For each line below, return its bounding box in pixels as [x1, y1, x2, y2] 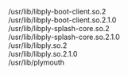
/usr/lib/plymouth [8, 57, 65, 67]
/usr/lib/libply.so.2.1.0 [8, 49, 78, 58]
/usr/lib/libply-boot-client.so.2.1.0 [8, 15, 117, 25]
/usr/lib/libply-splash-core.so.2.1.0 [8, 32, 121, 41]
